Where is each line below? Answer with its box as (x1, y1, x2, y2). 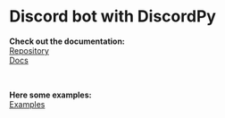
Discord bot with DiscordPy (9, 6, 217, 27)
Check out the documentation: (9, 36, 125, 46)
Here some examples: (9, 89, 92, 100)
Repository (9, 45, 49, 55)
